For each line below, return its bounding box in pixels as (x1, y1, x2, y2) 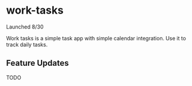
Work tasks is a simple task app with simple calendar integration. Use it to (6, 34, 187, 42)
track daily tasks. (6, 41, 48, 48)
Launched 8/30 (6, 23, 44, 30)
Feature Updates (6, 58, 69, 68)
